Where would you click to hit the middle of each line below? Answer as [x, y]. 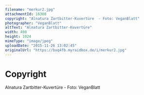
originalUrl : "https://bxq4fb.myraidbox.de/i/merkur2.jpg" [66, 50]
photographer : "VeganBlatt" [33, 23]
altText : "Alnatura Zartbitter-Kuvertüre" [48, 28]
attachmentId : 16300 [26, 14]
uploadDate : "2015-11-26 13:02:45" [41, 46]
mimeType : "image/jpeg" [29, 41]
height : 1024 [18, 37]
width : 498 [16, 32]
